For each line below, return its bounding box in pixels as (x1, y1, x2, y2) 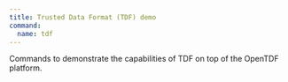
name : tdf (17, 29, 53, 38)
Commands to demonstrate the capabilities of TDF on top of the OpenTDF (9, 54, 279, 64)
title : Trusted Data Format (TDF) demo (9, 12, 157, 22)
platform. (9, 63, 43, 73)
